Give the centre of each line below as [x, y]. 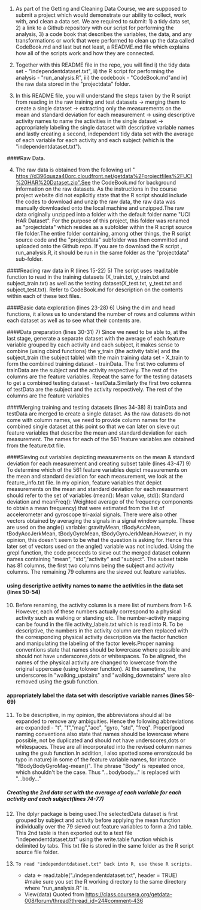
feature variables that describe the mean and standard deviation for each [97, 433]
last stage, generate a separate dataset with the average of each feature [96, 338]
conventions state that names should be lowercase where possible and [103, 650]
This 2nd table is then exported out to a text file [74, 833]
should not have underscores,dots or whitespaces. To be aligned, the [101, 656]
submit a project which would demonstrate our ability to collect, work [101, 15]
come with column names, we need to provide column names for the [91, 420]
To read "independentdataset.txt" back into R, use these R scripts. [104, 864]
